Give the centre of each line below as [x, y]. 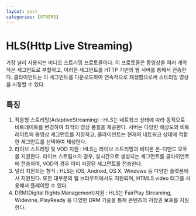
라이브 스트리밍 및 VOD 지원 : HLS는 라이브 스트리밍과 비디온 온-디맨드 [95, 149]
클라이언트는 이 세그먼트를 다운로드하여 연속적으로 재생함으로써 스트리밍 [96, 77]
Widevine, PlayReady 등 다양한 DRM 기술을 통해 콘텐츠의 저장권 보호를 [96, 200]
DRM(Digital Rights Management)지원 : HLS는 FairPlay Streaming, [93, 193]
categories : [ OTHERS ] [32, 17]
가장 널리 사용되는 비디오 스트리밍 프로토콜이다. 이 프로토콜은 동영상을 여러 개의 [97, 62]
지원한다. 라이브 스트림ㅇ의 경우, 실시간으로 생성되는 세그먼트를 [93, 156]
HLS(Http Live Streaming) [69, 46]
